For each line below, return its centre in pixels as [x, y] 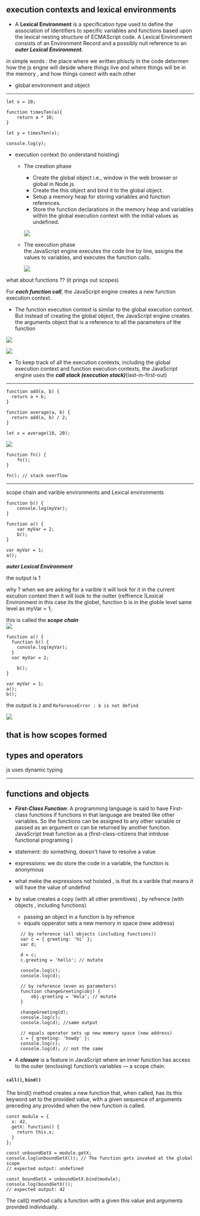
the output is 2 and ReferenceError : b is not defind [72, 705]
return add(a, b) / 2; [40, 417]
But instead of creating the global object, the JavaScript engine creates [102, 316]
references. [47, 203]
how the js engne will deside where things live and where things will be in [96, 67]
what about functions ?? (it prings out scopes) [62, 280]
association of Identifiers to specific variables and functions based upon [103, 30]
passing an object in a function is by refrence [79, 916]
